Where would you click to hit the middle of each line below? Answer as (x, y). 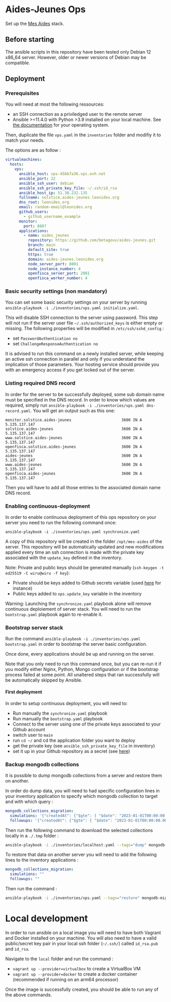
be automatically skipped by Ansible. (44, 680)
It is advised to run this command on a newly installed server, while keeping (84, 354)
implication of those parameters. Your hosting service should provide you (82, 365)
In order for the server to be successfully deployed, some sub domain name (85, 394)
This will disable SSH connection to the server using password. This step (82, 318)
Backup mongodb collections (42, 764)
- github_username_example (52, 216)
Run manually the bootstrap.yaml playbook (58, 718)
